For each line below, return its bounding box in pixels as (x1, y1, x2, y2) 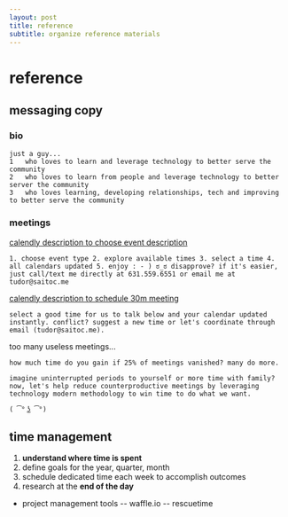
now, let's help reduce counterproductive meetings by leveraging (9, 381, 260, 390)
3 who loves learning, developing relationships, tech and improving (9, 188, 279, 198)
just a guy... (9, 150, 62, 159)
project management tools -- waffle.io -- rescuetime (21, 498, 214, 509)
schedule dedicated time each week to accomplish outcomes (21, 472, 246, 482)
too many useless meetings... (9, 341, 117, 351)
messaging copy (9, 103, 104, 118)
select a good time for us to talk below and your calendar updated (9, 309, 268, 319)
